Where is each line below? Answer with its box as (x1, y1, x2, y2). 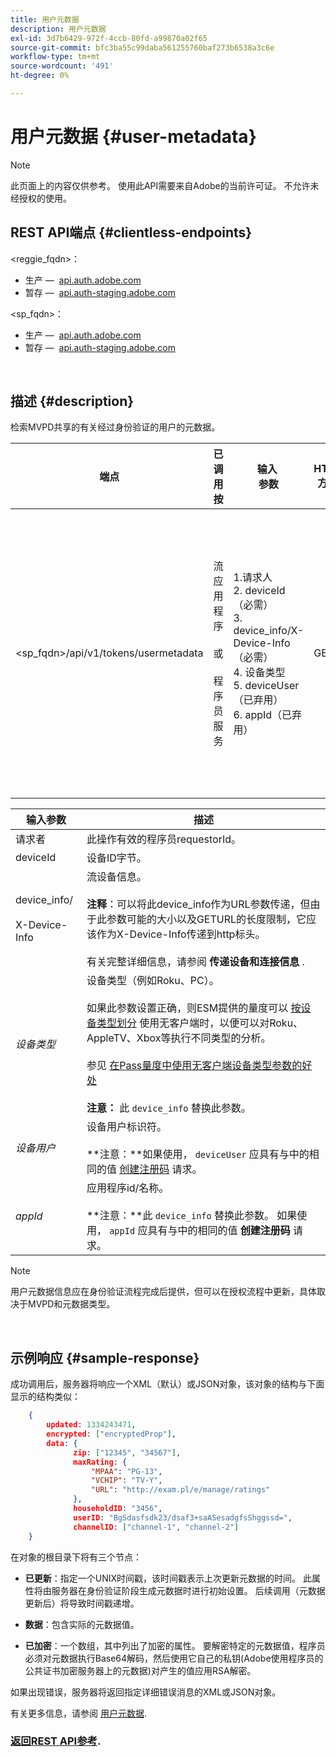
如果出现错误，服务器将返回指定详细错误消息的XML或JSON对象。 (10, 1686, 282, 1698)
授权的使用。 (18, 192, 72, 204)
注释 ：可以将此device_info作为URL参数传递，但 (86, 897, 311, 911)
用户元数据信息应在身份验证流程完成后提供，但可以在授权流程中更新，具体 (10, 1286, 317, 1298)
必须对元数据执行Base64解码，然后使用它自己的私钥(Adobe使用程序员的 (24, 1652, 324, 1664)
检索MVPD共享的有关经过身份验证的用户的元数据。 (10, 421, 221, 433)
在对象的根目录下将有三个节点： (10, 1551, 142, 1563)
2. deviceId (233, 584, 286, 598)
